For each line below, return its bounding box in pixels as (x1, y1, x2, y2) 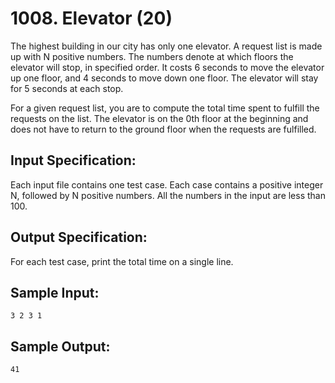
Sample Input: (10, 284, 100, 301)
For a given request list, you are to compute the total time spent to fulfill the (10, 102, 320, 114)
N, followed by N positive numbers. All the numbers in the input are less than (10, 189, 326, 201)
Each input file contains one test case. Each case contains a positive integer (10, 178, 324, 191)
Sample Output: (10, 338, 111, 355)
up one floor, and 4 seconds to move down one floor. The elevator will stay (10, 72, 319, 84)
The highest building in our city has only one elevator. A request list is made (10, 40, 323, 52)
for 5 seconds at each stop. (10, 82, 124, 94)
